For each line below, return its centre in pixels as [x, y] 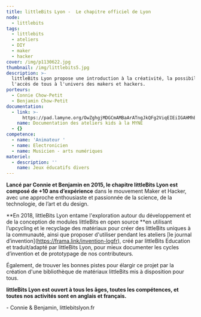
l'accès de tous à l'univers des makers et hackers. [79, 84]
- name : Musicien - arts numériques [57, 151]
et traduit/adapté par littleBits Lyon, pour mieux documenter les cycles [93, 247]
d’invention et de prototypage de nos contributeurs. [70, 254]
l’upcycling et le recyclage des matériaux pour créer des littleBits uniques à [99, 228]
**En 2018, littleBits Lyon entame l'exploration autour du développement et [99, 216]
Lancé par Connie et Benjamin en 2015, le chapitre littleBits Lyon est [92, 185]
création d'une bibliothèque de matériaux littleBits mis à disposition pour [95, 272]
